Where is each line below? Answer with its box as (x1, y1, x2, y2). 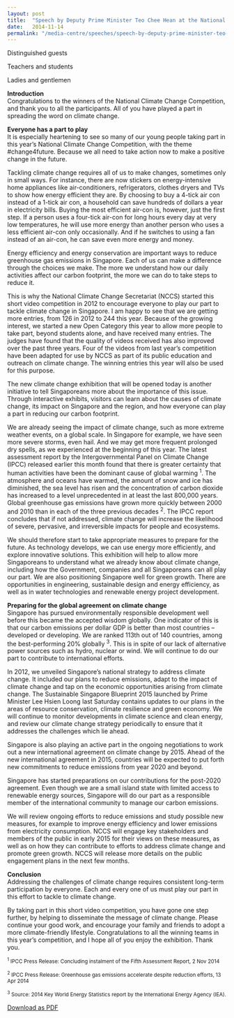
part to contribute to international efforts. (7, 654, 125, 662)
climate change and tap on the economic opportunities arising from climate (7, 683, 223, 691)
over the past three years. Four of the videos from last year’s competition (7, 344, 217, 353)
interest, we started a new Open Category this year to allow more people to (7, 322, 223, 330)
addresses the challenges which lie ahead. (7, 727, 130, 736)
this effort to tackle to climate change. (7, 892, 116, 901)
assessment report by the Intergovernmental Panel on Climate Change (7, 453, 209, 461)
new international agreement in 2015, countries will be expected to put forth (7, 755, 224, 764)
